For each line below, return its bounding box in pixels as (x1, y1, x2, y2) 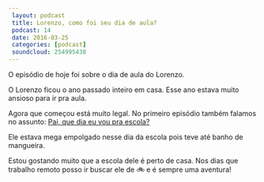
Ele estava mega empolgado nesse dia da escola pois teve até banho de (8, 132, 243, 142)
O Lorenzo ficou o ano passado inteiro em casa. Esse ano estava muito (8, 85, 239, 95)
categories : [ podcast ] (11, 41, 87, 49)
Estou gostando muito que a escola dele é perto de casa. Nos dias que (8, 156, 239, 165)
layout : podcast (11, 11, 66, 20)
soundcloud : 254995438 (11, 48, 87, 56)
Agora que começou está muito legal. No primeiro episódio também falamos (8, 109, 257, 118)
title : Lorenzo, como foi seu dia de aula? (11, 19, 157, 27)
